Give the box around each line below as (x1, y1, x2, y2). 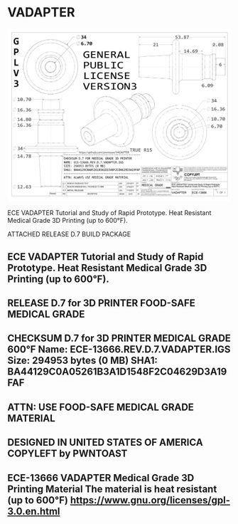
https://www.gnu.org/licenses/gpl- (70, 494, 231, 506)
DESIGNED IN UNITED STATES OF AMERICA (7, 436, 204, 449)
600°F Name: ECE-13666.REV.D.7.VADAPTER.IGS (7, 343, 231, 356)
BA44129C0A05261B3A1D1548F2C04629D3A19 (7, 366, 227, 378)
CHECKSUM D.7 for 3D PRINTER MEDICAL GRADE (7, 332, 231, 345)
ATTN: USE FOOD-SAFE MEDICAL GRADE (7, 401, 194, 413)
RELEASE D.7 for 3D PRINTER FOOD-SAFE (7, 297, 195, 310)
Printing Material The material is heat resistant (7, 483, 217, 495)
